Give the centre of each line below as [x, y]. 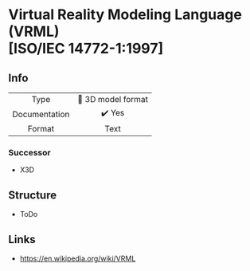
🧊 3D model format [113, 99]
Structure [33, 195]
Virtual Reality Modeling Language [125, 15]
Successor [29, 152]
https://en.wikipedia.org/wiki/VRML [78, 258]
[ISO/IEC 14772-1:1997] [86, 49]
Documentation [41, 114]
